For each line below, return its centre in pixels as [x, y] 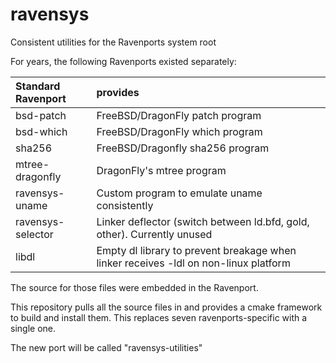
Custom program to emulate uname [179, 193]
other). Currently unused [154, 234]
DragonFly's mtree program [161, 170]
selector [34, 234]
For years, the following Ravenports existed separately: [123, 61]
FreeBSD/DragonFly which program [179, 131]
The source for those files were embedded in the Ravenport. [134, 287]
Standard [38, 86]
